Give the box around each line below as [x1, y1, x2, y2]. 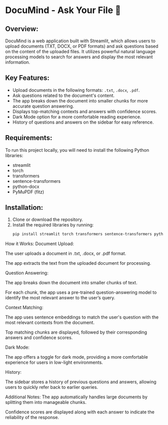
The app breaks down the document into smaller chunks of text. [5, 280, 138, 286]
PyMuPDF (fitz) [12, 188, 44, 195]
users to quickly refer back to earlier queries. [5, 384, 98, 390]
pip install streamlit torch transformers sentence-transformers [12, 232, 152, 237]
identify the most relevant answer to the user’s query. [5, 295, 115, 301]
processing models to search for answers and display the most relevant [5, 54, 153, 60]
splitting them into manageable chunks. [5, 399, 87, 405]
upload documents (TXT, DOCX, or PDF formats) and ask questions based [5, 43, 159, 49]
